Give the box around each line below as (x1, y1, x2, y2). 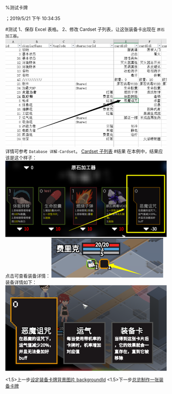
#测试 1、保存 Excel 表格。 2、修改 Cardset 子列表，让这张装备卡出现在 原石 (5, 26, 165, 32)
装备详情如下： (5, 279, 37, 285)
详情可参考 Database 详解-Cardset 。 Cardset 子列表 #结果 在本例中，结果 (5, 148, 159, 154)
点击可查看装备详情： (5, 273, 50, 279)
